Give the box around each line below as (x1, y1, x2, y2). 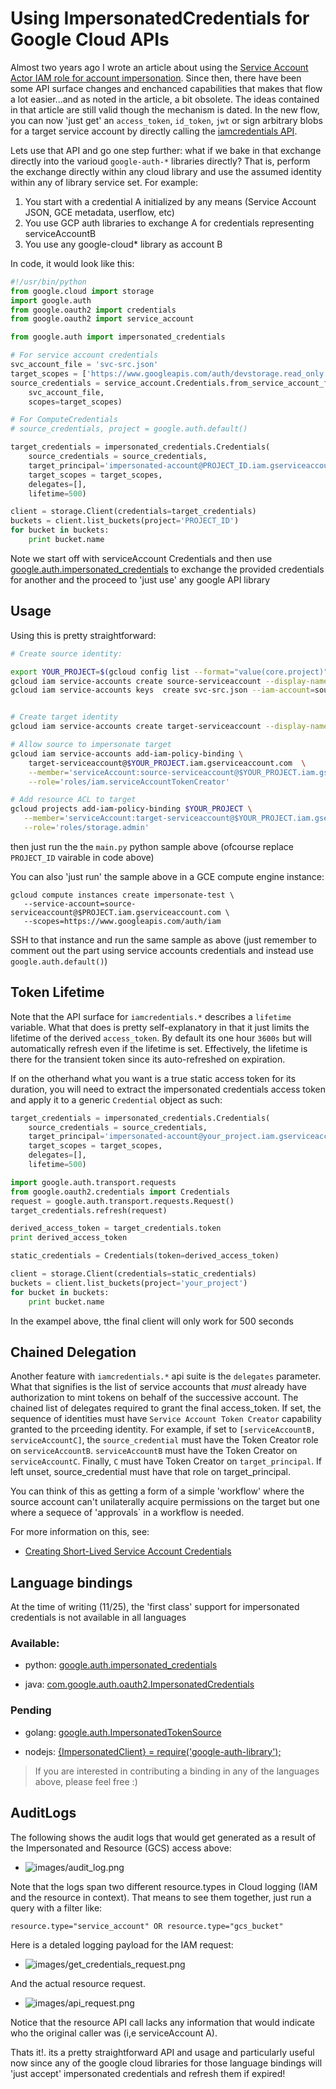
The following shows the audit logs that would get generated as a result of (10, 1831, 317, 1843)
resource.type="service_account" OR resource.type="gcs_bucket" (10, 1921, 284, 1931)
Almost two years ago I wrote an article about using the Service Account (10, 61, 309, 73)
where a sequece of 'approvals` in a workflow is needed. (10, 1507, 245, 1519)
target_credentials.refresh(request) (10, 1205, 168, 1216)
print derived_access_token (10, 1233, 128, 1243)
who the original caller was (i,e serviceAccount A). (10, 2027, 218, 2039)
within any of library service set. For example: (10, 176, 198, 188)
